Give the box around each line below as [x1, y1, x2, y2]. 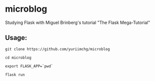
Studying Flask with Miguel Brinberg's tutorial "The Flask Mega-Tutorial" [5, 20, 150, 25]
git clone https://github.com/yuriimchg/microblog [5, 46, 110, 52]
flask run [5, 72, 25, 77]
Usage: [5, 34, 28, 42]
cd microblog [5, 55, 32, 60]
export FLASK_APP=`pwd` [5, 63, 54, 69]
